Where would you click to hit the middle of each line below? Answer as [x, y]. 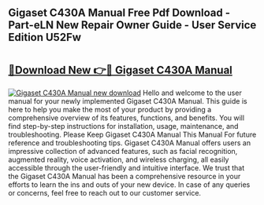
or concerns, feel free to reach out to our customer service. [105, 193]
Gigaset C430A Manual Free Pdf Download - [119, 13]
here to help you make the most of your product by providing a [110, 110]
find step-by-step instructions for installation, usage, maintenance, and [123, 126]
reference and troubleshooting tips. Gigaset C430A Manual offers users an [129, 143]
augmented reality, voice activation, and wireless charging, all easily [119, 159]
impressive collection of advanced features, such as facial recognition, [123, 151]
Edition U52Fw [45, 37]
